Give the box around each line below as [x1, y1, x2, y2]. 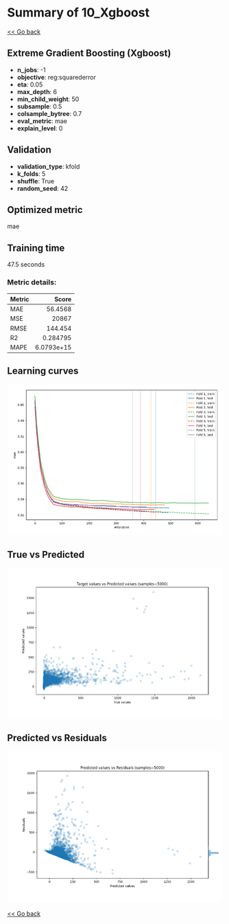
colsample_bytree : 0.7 [16, 109, 82, 117]
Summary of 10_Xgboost [7, 5, 149, 21]
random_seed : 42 [16, 184, 69, 192]
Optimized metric [7, 204, 84, 216]
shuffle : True [16, 177, 55, 185]
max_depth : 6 [16, 87, 58, 95]
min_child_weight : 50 [16, 95, 80, 103]
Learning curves [7, 365, 79, 377]
